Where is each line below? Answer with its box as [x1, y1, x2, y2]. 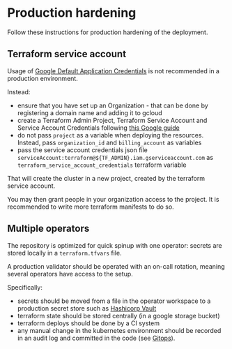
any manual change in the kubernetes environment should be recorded [17, 326, 222, 334]
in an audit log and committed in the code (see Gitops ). [17, 334, 176, 342]
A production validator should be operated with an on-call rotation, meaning [7, 262, 225, 270]
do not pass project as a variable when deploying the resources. [17, 131, 204, 139]
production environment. [7, 74, 78, 82]
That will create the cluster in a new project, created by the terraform [7, 174, 206, 182]
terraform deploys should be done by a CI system [17, 319, 160, 327]
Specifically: [7, 283, 43, 291]
